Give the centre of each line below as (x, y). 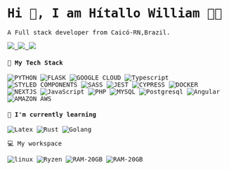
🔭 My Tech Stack (35, 63)
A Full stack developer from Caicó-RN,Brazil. (89, 32)
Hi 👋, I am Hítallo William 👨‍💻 (115, 13)
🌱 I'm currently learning (52, 114)
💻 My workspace (34, 144)
